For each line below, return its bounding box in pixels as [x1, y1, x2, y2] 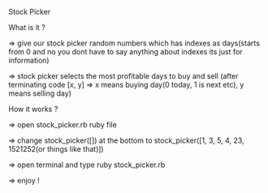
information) [8, 56, 50, 65]
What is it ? [8, 23, 46, 32]
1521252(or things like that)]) [8, 144, 104, 153]
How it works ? [8, 105, 58, 114]
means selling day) [8, 88, 71, 98]
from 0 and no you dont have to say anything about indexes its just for [8, 47, 243, 56]
